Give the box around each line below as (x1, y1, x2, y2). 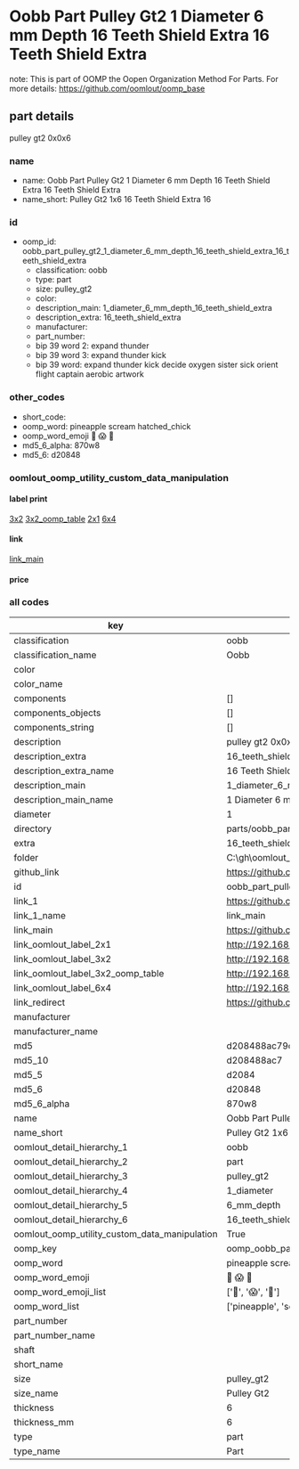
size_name (13, 1387, 59, 1400)
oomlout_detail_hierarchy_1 (13, 1140, 128, 1153)
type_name (13, 1445, 61, 1457)
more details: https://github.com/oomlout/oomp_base (9, 83, 206, 94)
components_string (13, 721, 95, 733)
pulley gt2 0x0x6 (9, 132, 71, 143)
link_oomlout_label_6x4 (13, 982, 112, 994)
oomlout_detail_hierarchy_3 (13, 1170, 128, 1182)
